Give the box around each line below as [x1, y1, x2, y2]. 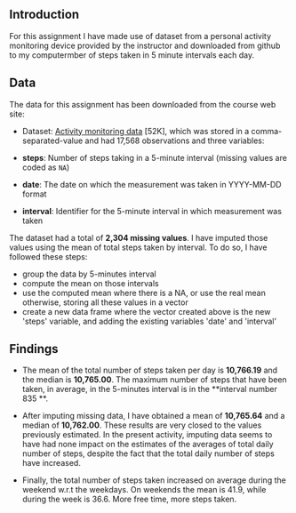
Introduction [9, 7, 80, 22]
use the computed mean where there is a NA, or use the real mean [21, 287, 267, 298]
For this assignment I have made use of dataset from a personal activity [9, 30, 272, 41]
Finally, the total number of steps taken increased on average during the [21, 475, 286, 485]
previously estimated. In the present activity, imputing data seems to [21, 429, 273, 440]
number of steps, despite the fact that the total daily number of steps [21, 448, 276, 459]
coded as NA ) [21, 162, 70, 172]
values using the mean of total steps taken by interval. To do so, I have [9, 242, 268, 252]
